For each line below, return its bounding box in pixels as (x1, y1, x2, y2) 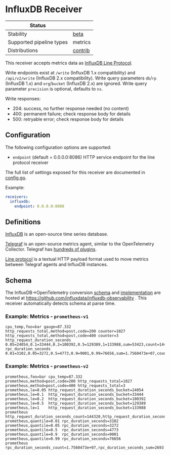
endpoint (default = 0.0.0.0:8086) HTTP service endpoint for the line (12, 154, 155, 160)
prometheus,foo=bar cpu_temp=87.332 (5, 374, 82, 379)
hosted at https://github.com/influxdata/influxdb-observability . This (5, 295, 147, 301)
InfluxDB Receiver (5, 4, 82, 15)
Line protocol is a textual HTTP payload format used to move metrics (5, 256, 149, 262)
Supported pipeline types (8, 38, 68, 46)
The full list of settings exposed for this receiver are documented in (5, 169, 145, 175)
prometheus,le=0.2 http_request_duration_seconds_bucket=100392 (5, 396, 146, 401)
